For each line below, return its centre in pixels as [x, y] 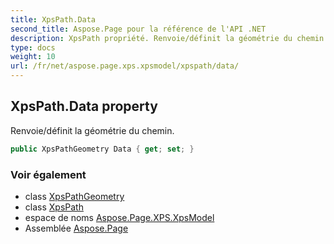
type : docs [33, 47]
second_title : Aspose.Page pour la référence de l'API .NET [138, 29]
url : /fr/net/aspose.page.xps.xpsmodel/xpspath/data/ [125, 66]
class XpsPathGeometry [74, 196]
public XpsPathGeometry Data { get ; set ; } [102, 149]
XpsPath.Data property [84, 106]
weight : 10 [33, 57]
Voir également [48, 174]
